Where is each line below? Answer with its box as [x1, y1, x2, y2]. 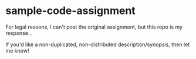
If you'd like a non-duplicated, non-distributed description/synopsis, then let [5, 41, 190, 48]
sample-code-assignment [5, 4, 136, 18]
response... [5, 29, 33, 36]
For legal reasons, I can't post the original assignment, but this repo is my [5, 23, 183, 30]
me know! [5, 47, 29, 54]
